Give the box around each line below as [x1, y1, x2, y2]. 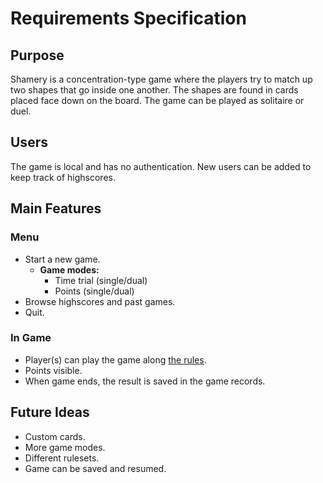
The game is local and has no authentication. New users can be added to [10, 160, 312, 172]
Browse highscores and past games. [24, 295, 176, 307]
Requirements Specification [10, 7, 247, 30]
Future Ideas [10, 404, 90, 421]
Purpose [10, 47, 65, 64]
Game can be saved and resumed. [24, 462, 167, 474]
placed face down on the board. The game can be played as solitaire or [10, 95, 305, 106]
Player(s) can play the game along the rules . [24, 353, 207, 366]
